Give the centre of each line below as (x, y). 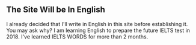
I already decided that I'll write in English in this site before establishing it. (97, 24)
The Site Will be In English (56, 10)
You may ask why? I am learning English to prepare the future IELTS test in (98, 30)
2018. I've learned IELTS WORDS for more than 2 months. (77, 36)
